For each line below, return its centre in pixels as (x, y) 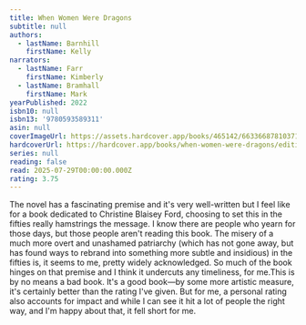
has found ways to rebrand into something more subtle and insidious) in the (151, 253)
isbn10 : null (34, 111)
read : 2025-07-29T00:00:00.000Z (71, 170)
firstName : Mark (57, 94)
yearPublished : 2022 (49, 102)
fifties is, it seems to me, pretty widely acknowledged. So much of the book (151, 263)
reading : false (38, 162)
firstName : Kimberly (65, 77)
